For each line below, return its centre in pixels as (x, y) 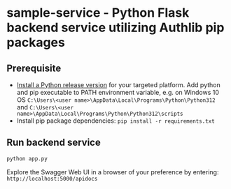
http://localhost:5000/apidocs (52, 179)
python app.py (27, 158)
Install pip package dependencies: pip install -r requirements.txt (115, 121)
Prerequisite (34, 68)
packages (36, 43)
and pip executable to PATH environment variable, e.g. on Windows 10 (118, 92)
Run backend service (54, 143)
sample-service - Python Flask (98, 13)
